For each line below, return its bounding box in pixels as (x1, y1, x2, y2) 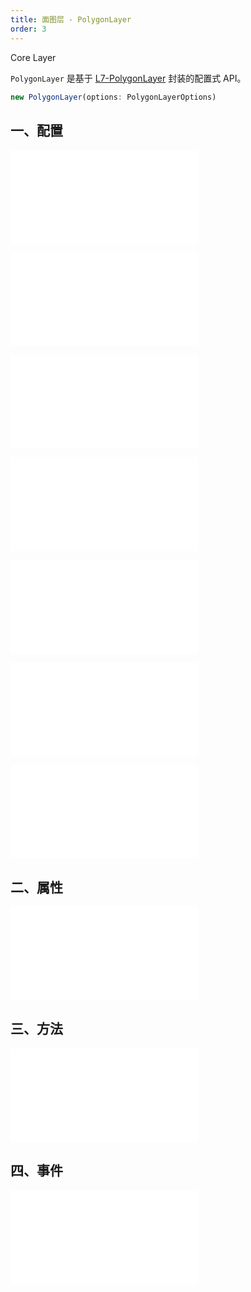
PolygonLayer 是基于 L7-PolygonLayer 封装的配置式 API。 (10, 72, 247, 84)
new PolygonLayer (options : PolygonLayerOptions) (10, 92, 217, 102)
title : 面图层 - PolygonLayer (10, 14, 132, 25)
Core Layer (10, 51, 57, 63)
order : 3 (10, 24, 47, 34)
